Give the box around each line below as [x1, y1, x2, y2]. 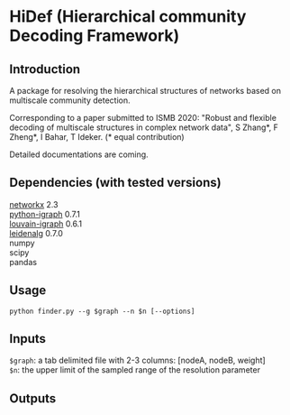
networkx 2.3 [9, 198, 59, 209]
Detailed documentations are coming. [9, 149, 149, 160]
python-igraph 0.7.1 [9, 208, 81, 219]
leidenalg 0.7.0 [9, 227, 63, 238]
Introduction [9, 61, 81, 77]
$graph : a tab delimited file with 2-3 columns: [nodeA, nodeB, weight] [9, 355, 266, 366]
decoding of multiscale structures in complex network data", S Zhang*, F [9, 122, 279, 133]
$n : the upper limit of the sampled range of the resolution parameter [9, 364, 261, 375]
